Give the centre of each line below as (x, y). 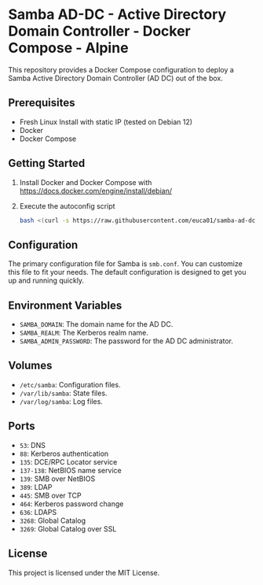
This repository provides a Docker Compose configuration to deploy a (121, 69)
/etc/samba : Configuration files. (70, 384)
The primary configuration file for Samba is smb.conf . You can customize (126, 264)
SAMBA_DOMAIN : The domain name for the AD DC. (96, 324)
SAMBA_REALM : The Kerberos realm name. (84, 333)
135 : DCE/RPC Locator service (68, 461)
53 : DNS (32, 445)
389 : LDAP (36, 487)
